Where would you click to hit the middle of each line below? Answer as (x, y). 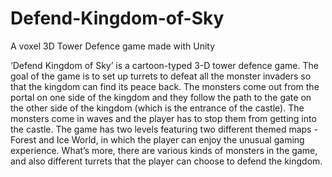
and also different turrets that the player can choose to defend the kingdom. (166, 161)
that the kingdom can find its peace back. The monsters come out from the (165, 86)
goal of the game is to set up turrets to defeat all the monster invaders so (161, 76)
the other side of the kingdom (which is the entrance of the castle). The (157, 108)
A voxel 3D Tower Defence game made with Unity (113, 46)
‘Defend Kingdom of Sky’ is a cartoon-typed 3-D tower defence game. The (164, 65)
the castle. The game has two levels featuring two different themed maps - (164, 129)
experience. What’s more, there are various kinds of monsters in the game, (164, 150)
